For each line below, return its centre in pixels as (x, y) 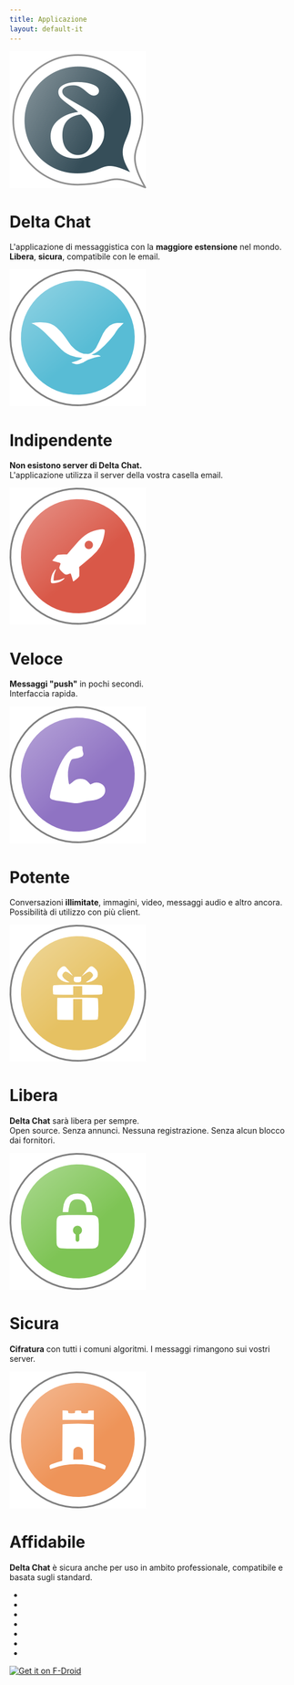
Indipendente (61, 440)
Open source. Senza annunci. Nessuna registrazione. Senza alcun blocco (147, 1131)
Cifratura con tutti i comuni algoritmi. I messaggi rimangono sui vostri (140, 1349)
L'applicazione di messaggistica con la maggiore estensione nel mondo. (146, 247)
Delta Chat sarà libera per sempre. (74, 1121)
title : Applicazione (49, 19)
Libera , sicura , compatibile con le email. (85, 256)
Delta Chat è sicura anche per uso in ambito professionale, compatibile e (147, 1568)
